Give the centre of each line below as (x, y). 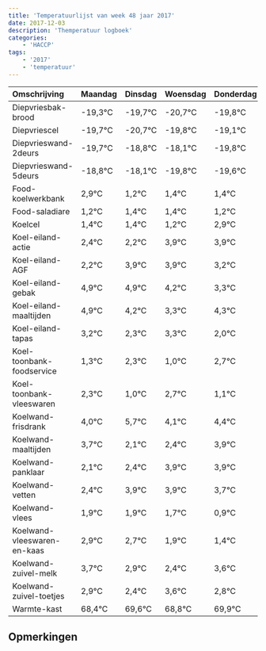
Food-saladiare (41, 211)
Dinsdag (141, 94)
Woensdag (186, 94)
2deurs (26, 153)
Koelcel (26, 224)
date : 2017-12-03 (37, 23)
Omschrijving (38, 94)
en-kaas (28, 550)
